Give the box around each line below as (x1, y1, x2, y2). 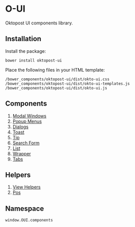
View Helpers (12, 184, 41, 190)
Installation (5, 35, 41, 43)
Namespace (5, 204, 44, 213)
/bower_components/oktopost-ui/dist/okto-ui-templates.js (5, 81, 130, 86)
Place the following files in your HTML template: (5, 67, 105, 73)
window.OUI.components (5, 218, 53, 223)
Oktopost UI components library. (5, 20, 73, 26)
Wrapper (12, 150, 31, 156)
